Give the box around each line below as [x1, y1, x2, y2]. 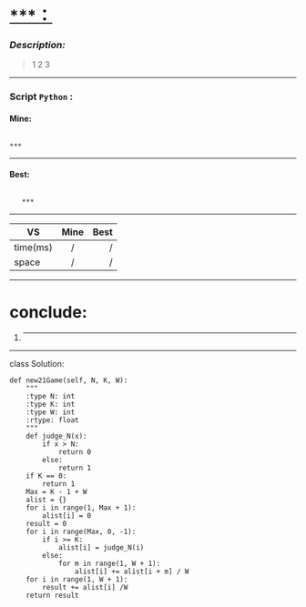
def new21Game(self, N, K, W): [9, 376, 128, 385]
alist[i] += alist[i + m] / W [74, 567, 189, 576]
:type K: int [25, 400, 76, 409]
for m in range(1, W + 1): [57, 559, 161, 568]
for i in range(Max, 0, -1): [25, 527, 137, 536]
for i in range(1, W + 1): [25, 574, 128, 584]
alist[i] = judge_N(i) [57, 542, 145, 552]
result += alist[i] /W [42, 582, 128, 592]
